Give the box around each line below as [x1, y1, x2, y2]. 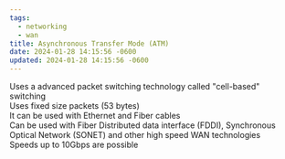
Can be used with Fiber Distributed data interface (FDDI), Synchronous [9, 120, 276, 131]
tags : [9, 13, 30, 23]
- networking [17, 22, 68, 31]
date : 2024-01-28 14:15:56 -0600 [9, 48, 137, 57]
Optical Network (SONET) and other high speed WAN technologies [9, 130, 261, 140]
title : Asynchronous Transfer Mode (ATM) [9, 38, 170, 48]
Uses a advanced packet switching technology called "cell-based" [9, 81, 260, 91]
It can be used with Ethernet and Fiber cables [9, 111, 181, 121]
